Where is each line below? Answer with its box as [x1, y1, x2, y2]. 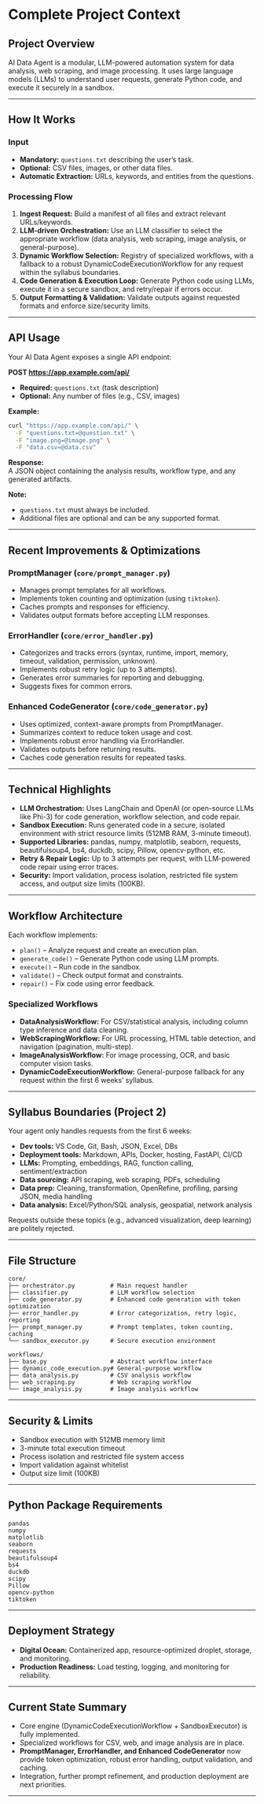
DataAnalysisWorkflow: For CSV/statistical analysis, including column [19, 1017, 249, 1026]
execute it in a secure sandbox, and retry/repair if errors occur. [19, 284, 223, 293]
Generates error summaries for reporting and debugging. [19, 673, 205, 683]
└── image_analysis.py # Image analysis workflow [8, 1386, 199, 1393]
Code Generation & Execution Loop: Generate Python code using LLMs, [19, 276, 255, 285]
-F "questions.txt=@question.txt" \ [15, 429, 135, 437]
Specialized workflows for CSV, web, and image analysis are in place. [19, 1738, 245, 1747]
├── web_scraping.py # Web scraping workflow [8, 1378, 192, 1386]
